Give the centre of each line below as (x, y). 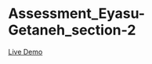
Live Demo (25, 52)
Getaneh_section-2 (72, 30)
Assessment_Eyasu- (77, 14)
